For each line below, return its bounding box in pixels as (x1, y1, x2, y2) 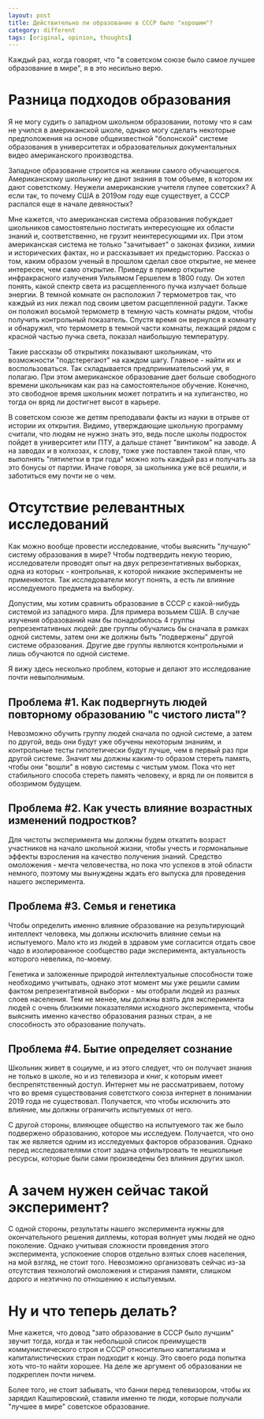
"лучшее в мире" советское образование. (8, 1402, 151, 1411)
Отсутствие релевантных (8, 499, 185, 517)
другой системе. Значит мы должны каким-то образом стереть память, (8, 753, 252, 763)
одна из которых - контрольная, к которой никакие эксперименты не (8, 566, 243, 576)
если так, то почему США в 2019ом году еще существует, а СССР (8, 191, 230, 201)
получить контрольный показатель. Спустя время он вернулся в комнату (8, 315, 257, 325)
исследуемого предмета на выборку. (8, 584, 135, 593)
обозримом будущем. (8, 778, 82, 788)
